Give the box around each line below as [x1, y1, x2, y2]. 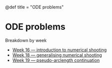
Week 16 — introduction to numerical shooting [12, 46, 107, 53]
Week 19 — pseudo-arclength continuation [12, 57, 100, 63]
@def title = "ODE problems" [5, 4, 64, 10]
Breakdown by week [5, 37, 47, 43]
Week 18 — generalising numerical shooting [12, 52, 103, 58]
